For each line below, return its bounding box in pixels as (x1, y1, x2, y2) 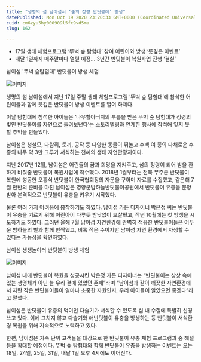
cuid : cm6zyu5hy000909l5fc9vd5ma (6, 20, 90, 26)
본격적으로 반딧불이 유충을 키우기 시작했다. (17, 191, 117, 198)
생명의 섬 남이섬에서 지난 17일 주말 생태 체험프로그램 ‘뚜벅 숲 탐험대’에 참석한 (6, 93, 185, 100)
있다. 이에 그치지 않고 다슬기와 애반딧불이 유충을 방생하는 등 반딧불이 (17, 314, 177, 321)
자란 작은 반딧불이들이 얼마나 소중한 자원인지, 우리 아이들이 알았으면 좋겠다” (12, 287, 189, 294)
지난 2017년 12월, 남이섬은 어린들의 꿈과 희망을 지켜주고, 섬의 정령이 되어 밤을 (6, 161, 187, 168)
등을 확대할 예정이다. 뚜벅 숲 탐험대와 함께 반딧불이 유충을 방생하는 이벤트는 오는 (6, 342, 193, 349)
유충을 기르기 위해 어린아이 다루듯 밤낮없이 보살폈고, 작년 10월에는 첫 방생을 (12, 211, 188, 219)
